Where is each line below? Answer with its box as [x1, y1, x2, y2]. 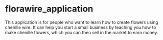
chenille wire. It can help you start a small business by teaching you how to [5, 24, 156, 30]
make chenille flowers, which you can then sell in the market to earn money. [5, 29, 158, 35]
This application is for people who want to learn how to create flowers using [5, 19, 158, 25]
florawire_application [5, 3, 93, 14]
